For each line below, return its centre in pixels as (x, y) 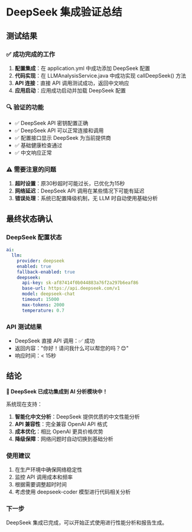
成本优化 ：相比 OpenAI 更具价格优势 (59, 431)
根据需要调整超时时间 (40, 485)
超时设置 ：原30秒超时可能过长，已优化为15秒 (70, 184)
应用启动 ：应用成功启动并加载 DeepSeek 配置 (70, 90)
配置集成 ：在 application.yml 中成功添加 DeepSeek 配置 (82, 68)
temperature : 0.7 (43, 310)
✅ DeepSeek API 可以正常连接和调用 (59, 130)
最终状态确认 (30, 219)
